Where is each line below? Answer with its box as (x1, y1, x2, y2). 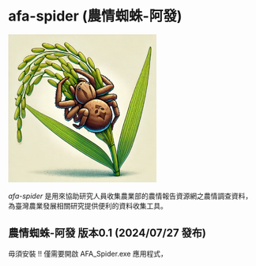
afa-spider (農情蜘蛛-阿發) (8, 7, 183, 25)
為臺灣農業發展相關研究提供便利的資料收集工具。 (8, 200, 168, 210)
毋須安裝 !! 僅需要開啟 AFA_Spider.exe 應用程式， (8, 249, 168, 258)
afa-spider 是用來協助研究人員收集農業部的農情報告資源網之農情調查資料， (8, 191, 253, 200)
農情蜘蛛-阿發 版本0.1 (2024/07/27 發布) (8, 227, 207, 240)
